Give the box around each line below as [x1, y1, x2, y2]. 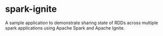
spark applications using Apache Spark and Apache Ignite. [5, 25, 125, 31]
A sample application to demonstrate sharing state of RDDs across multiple [5, 20, 159, 26]
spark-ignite [5, 3, 57, 15]
